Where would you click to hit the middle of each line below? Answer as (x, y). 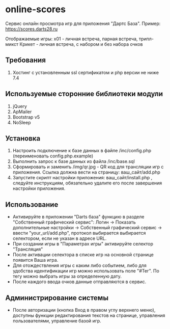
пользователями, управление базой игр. (57, 321)
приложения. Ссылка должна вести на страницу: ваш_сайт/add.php (86, 172)
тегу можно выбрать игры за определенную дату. (67, 277)
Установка (23, 138)
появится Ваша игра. (35, 260)
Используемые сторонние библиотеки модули (84, 94)
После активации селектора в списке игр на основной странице (83, 255)
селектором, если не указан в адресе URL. (60, 238)
